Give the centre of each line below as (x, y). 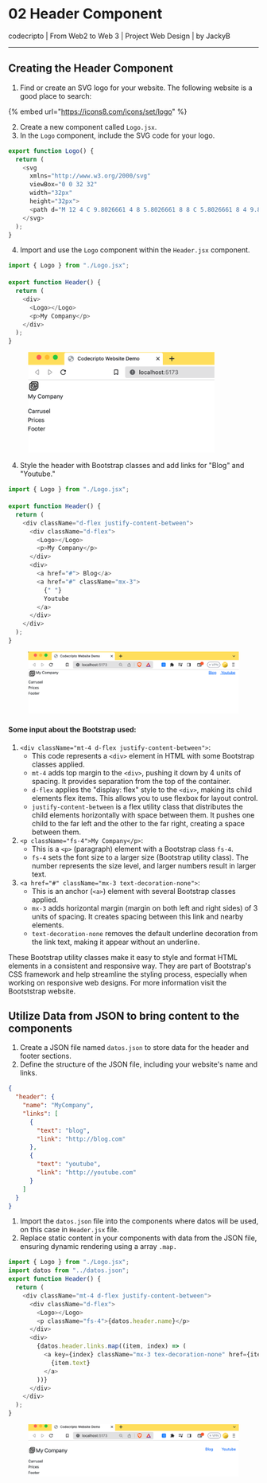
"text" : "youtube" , (69, 1164)
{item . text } (70, 1363)
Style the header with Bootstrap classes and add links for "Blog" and (132, 466)
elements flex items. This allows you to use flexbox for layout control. (145, 798)
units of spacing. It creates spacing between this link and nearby (137, 916)
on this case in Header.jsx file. (69, 1230)
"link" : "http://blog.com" (81, 1139)
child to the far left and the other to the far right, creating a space (138, 823)
